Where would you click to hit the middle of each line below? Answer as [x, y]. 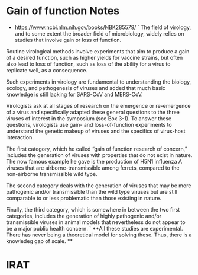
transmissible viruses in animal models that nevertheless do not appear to [96, 222]
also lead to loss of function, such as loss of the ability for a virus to [88, 64]
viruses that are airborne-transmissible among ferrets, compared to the [93, 168]
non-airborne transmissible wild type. [52, 174]
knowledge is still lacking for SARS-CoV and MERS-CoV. [74, 94]
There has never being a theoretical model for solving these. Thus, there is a [99, 235]
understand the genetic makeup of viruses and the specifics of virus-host [96, 131]
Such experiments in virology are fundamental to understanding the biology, [99, 82]
